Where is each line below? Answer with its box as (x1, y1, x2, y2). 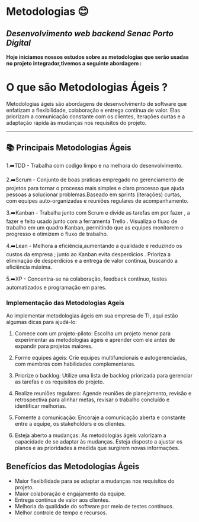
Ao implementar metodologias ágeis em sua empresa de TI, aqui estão (6, 312, 178, 319)
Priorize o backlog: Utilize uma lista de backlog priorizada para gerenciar (14, 372, 193, 379)
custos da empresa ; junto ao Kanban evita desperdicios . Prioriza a (6, 250, 171, 257)
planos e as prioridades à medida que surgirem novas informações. (14, 445, 179, 452)
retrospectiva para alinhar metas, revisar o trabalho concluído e (14, 396, 170, 403)
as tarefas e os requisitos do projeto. (14, 378, 105, 385)
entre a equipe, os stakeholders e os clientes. (14, 420, 126, 427)
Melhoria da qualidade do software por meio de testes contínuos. (14, 502, 174, 510)
